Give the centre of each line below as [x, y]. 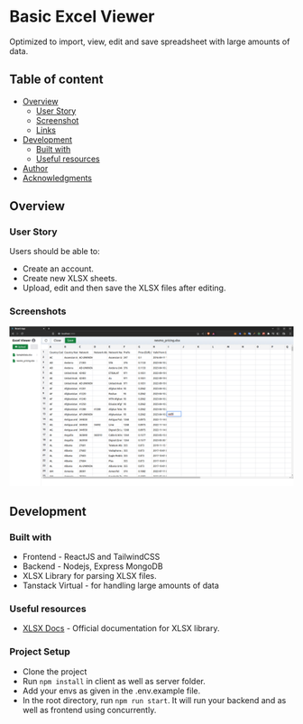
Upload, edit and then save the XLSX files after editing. [124, 288]
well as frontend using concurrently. [89, 710]
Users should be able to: [55, 252]
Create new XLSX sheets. [69, 279]
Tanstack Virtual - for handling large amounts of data [120, 585]
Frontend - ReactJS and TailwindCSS [91, 556]
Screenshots [38, 311]
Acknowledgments [57, 178]
